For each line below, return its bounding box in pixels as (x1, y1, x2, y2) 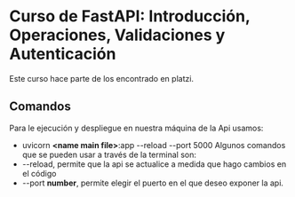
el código (21, 168, 57, 178)
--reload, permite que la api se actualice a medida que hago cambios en (21, 158, 287, 169)
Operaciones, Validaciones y (9, 25, 226, 45)
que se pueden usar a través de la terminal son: (21, 149, 197, 160)
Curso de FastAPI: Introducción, (9, 6, 251, 27)
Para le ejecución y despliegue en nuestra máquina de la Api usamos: (9, 122, 264, 133)
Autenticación (9, 44, 116, 64)
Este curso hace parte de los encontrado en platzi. (9, 73, 194, 83)
